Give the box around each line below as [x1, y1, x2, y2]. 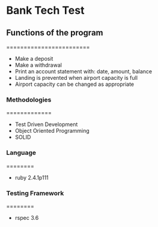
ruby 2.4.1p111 [14, 174, 49, 181]
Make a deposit [14, 55, 53, 62]
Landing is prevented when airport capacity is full [14, 74, 138, 81]
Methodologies [6, 95, 52, 104]
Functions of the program [6, 28, 103, 38]
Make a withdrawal [14, 61, 62, 68]
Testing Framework [6, 189, 64, 197]
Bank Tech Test [6, 4, 85, 17]
